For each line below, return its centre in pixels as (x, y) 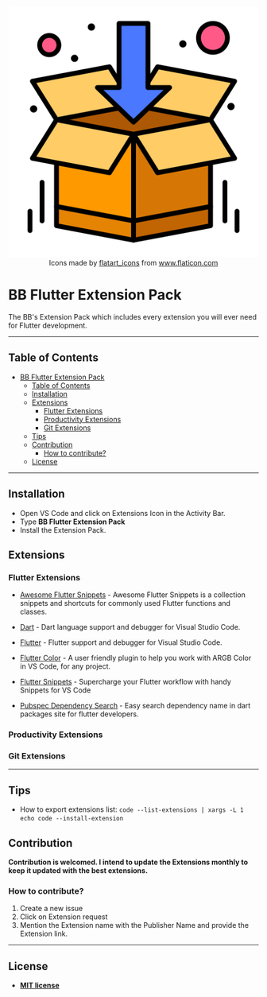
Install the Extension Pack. (63, 530)
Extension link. (44, 934)
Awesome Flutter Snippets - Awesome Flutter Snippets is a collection (133, 595)
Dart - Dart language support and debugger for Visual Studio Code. (130, 627)
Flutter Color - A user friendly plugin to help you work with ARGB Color (135, 658)
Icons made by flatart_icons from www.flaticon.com (133, 263)
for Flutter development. (48, 325)
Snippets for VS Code (55, 690)
